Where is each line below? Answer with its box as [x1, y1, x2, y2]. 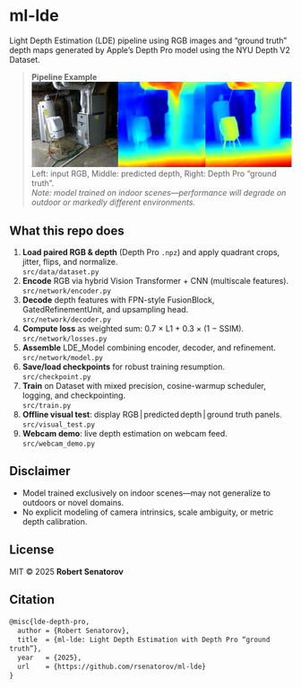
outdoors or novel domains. [21, 497, 125, 507]
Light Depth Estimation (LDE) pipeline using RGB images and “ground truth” [9, 35, 288, 46]
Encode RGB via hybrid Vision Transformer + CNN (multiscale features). [21, 276, 289, 287]
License [9, 542, 55, 558]
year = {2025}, [17, 653, 82, 662]
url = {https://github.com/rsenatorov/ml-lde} [17, 662, 206, 671]
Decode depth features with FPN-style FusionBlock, [21, 295, 215, 305]
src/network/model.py [21, 354, 103, 363]
